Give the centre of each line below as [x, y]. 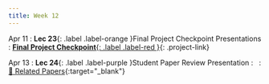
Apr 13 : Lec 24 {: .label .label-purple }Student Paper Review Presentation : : [135, 62]
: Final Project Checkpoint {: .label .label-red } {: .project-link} [109, 47]
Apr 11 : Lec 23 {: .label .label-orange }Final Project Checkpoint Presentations [135, 38]
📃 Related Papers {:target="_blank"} [67, 71]
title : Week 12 [34, 16]
